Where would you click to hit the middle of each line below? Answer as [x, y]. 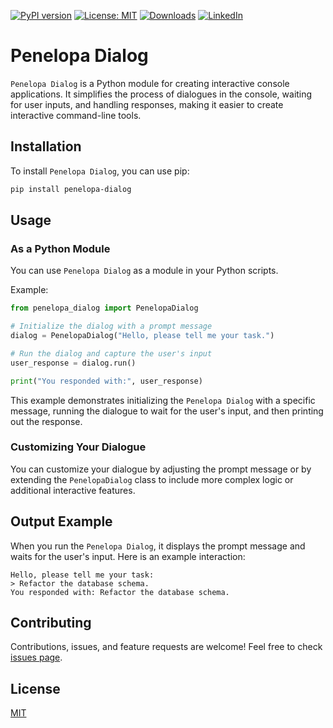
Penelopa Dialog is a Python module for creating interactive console [150, 83]
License [35, 688]
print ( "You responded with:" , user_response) [106, 381]
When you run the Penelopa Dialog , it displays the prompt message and [158, 546]
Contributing [51, 623]
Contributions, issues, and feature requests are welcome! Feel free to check [166, 647]
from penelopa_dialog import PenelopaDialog [104, 308]
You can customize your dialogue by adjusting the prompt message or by [161, 469]
